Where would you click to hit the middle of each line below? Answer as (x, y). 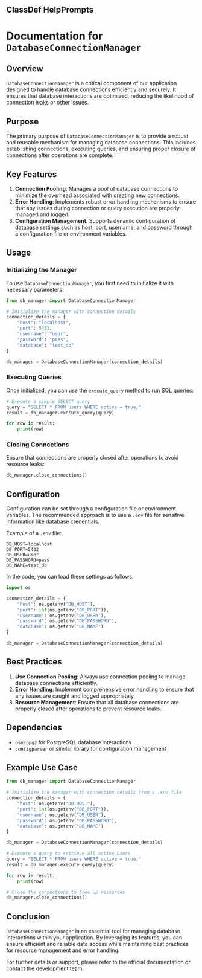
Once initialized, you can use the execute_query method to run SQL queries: (100, 390)
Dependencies (34, 728)
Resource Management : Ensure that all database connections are (97, 702)
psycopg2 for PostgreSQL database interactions (73, 742)
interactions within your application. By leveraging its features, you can (94, 938)
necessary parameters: (35, 289)
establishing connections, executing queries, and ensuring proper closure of (101, 149)
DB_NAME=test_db (27, 565)
